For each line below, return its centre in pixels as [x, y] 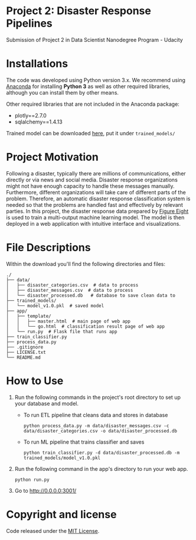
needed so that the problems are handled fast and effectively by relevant [94, 204]
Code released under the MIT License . [53, 531]
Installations [37, 64]
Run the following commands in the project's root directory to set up [98, 397]
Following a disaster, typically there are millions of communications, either [96, 173]
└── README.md [24, 357]
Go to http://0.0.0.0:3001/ [45, 490]
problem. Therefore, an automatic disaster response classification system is [98, 199]
